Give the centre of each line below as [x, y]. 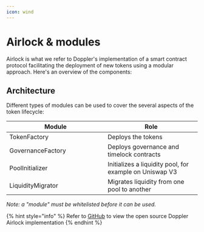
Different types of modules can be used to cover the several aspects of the [100, 105]
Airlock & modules [53, 42]
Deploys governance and [143, 147]
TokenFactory [29, 137]
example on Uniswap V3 [142, 172]
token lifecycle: [25, 112]
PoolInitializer [29, 168]
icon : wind [20, 12]
